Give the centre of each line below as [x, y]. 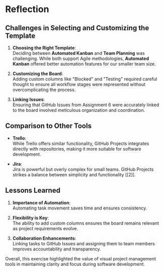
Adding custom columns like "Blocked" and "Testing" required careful [85, 79]
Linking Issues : [29, 99]
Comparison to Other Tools [49, 126]
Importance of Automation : [42, 202]
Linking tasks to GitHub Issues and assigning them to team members [84, 243]
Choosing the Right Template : [44, 48]
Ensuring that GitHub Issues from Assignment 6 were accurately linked [86, 105]
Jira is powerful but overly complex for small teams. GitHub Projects [83, 169]
